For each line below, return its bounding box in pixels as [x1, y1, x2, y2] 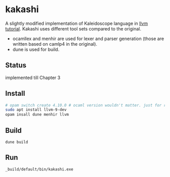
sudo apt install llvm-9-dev [5, 108, 67, 113]
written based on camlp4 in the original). [12, 41, 98, 47]
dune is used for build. [12, 46, 60, 52]
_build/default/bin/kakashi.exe [5, 166, 73, 172]
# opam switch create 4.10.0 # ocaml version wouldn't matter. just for [5, 102, 162, 108]
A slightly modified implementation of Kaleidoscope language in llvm [5, 20, 148, 26]
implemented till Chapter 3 [5, 75, 61, 81]
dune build [5, 139, 28, 145]
